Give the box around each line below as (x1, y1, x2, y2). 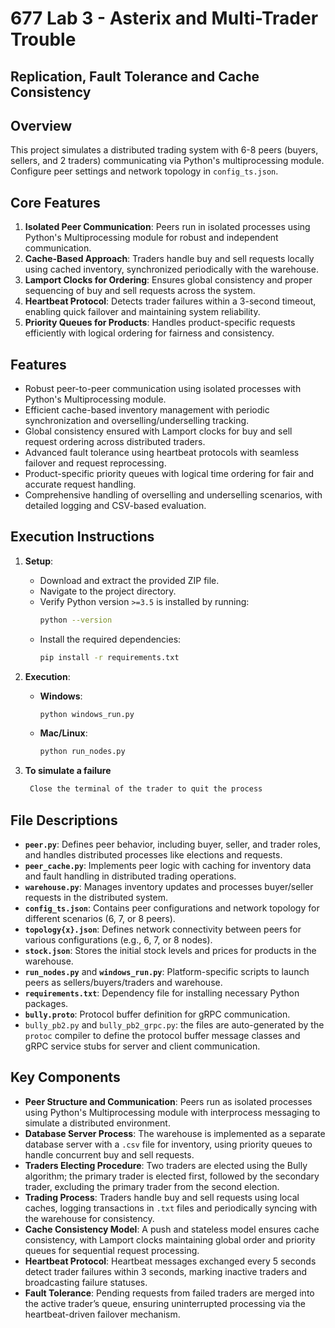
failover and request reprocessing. (24, 457, 167, 469)
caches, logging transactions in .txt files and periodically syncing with (24, 1202, 318, 1214)
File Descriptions (10, 812, 118, 829)
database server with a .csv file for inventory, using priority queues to (24, 1138, 313, 1150)
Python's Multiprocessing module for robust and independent (24, 232, 279, 244)
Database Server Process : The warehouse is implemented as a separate (24, 1127, 326, 1139)
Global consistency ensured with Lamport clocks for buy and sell (24, 425, 293, 437)
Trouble (10, 28, 77, 51)
